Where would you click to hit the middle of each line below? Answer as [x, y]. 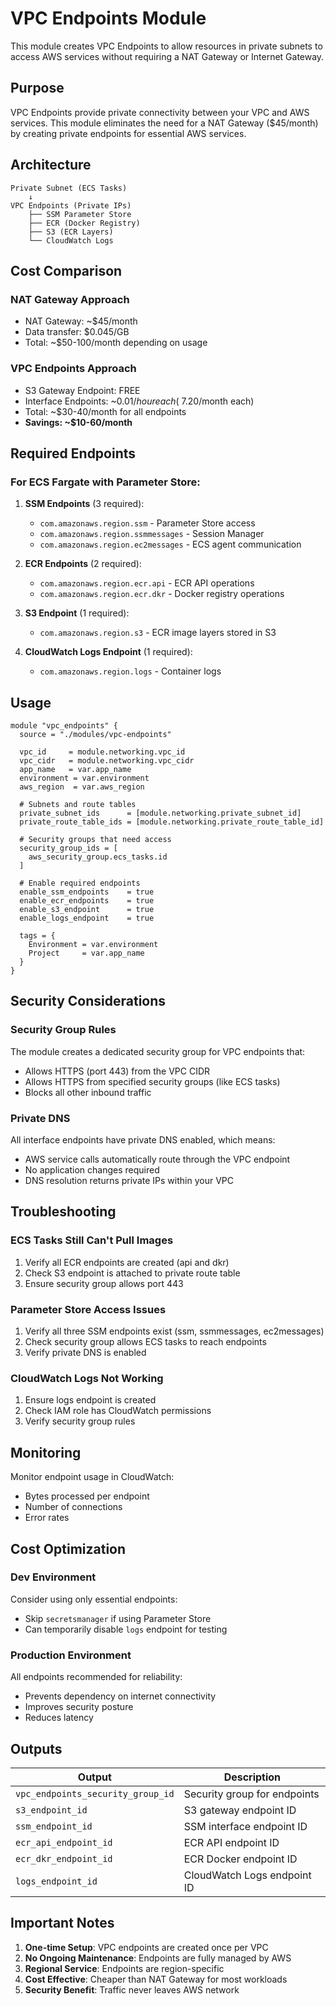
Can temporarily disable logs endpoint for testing [126, 1629]
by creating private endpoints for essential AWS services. [128, 133]
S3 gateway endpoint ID [240, 1810]
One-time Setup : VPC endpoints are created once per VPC [146, 1947]
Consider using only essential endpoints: [94, 1599]
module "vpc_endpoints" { [64, 726]
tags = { [37, 936]
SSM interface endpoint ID [245, 1826]
